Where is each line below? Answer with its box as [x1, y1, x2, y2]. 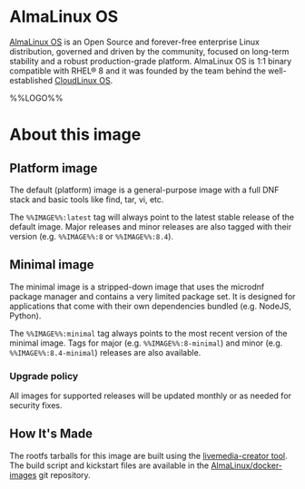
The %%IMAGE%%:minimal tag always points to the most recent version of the [9, 328, 288, 338]
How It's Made [9, 426, 93, 442]
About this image [9, 124, 142, 145]
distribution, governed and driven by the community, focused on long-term [9, 45, 290, 56]
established [9, 74, 53, 85]
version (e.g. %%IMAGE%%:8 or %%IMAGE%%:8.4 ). [9, 230, 174, 241]
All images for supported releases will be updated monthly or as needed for [9, 390, 292, 401]
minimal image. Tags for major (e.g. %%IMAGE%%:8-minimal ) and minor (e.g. [9, 337, 283, 348]
